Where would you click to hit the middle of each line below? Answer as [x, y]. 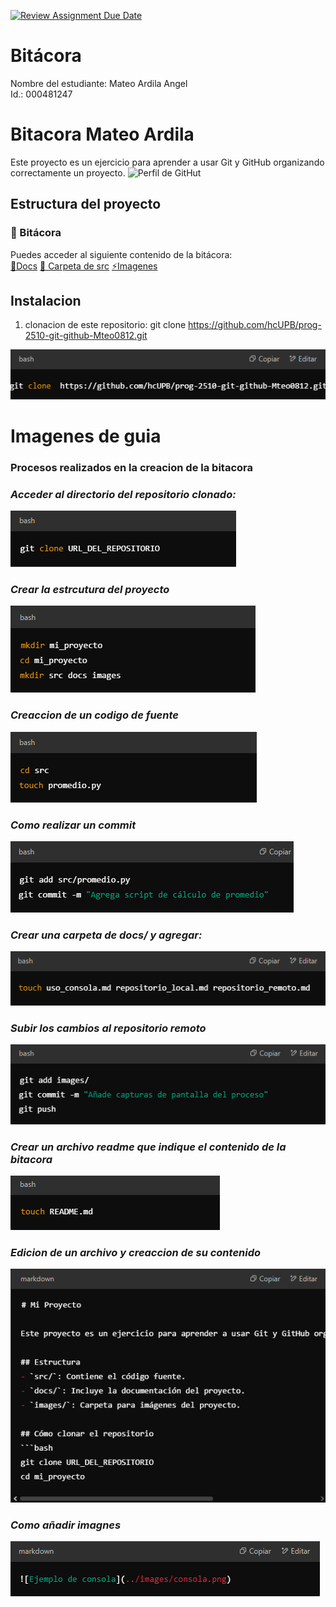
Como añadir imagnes [66, 1525]
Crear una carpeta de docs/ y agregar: [106, 935]
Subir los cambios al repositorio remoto [108, 1028]
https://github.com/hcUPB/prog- [255, 325]
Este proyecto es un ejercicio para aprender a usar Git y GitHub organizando [167, 162]
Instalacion [46, 300]
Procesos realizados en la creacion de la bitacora [131, 467]
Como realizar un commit [73, 825]
